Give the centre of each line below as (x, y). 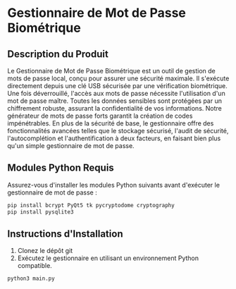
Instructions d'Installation (65, 234)
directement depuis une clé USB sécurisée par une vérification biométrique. (117, 86)
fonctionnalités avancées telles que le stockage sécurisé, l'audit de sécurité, (118, 131)
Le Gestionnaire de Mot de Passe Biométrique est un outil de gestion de (112, 71)
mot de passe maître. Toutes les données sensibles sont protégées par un (114, 101)
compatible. (35, 266)
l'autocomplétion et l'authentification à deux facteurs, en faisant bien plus (114, 138)
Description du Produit (58, 54)
